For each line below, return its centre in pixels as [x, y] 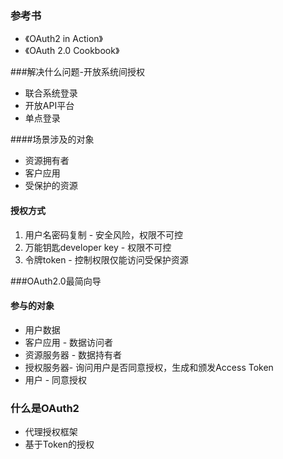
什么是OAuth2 [45, 408]
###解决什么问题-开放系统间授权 [78, 72]
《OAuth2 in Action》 [63, 39]
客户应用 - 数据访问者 [69, 342]
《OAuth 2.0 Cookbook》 [72, 51]
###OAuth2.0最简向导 [56, 281]
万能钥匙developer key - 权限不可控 [98, 247]
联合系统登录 [51, 93]
